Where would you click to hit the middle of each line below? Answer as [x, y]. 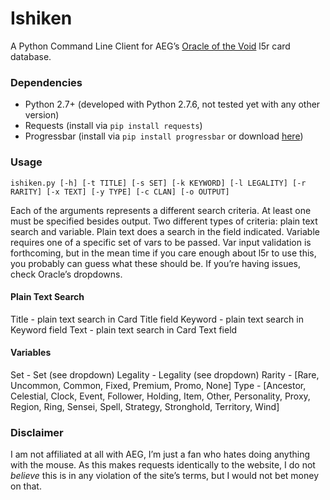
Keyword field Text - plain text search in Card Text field [124, 329]
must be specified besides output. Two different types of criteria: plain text [164, 221]
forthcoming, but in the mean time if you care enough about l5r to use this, [163, 253]
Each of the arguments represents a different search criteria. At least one [161, 210]
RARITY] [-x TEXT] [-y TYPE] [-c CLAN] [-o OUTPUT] [120, 192]
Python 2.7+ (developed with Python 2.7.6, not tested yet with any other [172, 104]
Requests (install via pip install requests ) [113, 126]
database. [31, 56]
